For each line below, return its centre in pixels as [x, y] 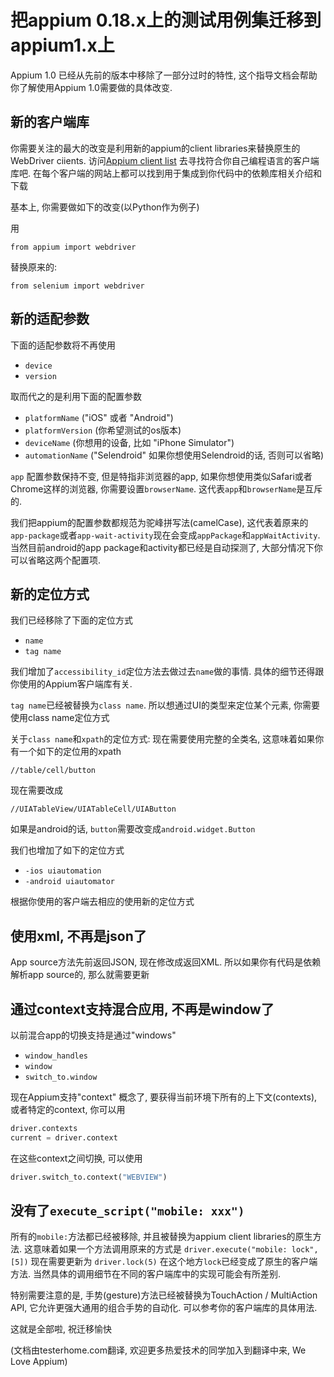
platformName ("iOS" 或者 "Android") [99, 417]
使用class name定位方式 [60, 718]
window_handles [56, 1056]
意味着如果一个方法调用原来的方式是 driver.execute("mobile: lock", [175, 1249]
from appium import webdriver [73, 247]
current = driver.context [64, 1137]
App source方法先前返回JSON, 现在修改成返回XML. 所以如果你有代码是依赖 [166, 962]
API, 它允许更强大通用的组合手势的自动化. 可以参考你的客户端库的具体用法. [164, 1308]
